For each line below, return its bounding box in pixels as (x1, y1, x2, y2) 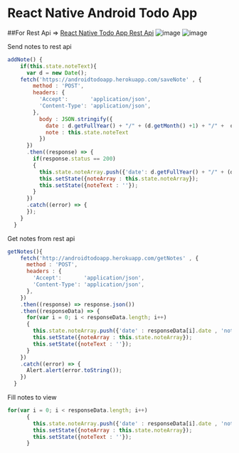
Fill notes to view (7, 393, 57, 402)
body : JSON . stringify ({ (38, 115, 113, 122)
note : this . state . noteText (45, 129, 129, 136)
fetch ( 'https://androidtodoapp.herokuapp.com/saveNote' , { (20, 76, 202, 83)
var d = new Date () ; (26, 69, 87, 76)
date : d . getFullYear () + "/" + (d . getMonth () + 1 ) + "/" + (45, 122, 225, 129)
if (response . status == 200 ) (33, 155, 116, 163)
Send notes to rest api (7, 42, 73, 50)
